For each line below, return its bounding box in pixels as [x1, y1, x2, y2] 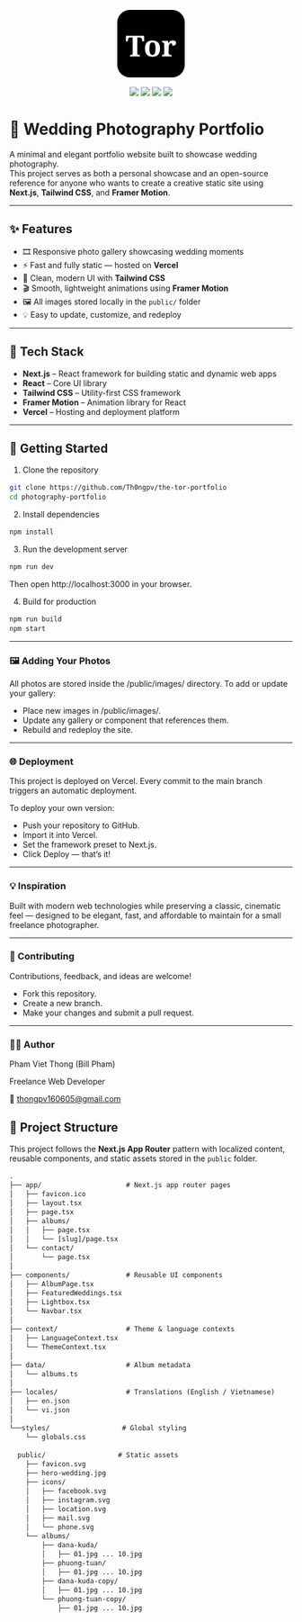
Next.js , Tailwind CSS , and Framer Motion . [9, 186, 171, 198]
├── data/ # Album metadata [9, 1360, 191, 1369]
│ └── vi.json [9, 1405, 70, 1414]
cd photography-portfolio [9, 492, 106, 502]
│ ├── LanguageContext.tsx [9, 1333, 119, 1342]
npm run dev [9, 563, 54, 572]
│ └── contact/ [9, 1243, 75, 1252]
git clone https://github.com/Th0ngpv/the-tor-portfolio [9, 483, 227, 492]
